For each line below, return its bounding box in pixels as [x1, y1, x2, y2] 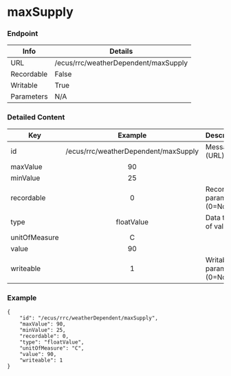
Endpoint [7, 29, 38, 39]
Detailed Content [7, 112, 65, 122]
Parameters [10, 92, 48, 101]
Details [109, 46, 133, 56]
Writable [10, 81, 38, 90]
